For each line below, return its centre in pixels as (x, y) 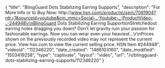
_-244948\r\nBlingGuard (31, 23)
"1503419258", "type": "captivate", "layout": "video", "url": (65, 55)
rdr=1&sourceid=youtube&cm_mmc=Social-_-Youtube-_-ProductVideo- (79, 18)
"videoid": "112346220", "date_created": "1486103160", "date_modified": (80, 50)
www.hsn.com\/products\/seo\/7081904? (114, 12)
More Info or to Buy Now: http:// (38, 12)
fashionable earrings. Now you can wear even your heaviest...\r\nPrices (80, 34)
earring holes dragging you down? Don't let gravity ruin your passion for (80, 28)
